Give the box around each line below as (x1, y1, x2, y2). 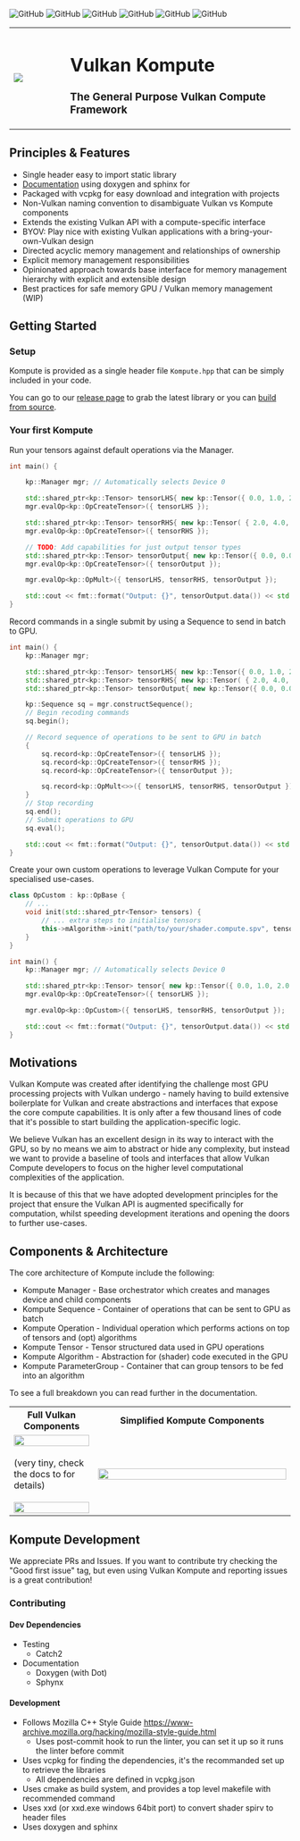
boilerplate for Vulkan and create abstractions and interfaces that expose (9, 1097, 279, 1108)
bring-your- (229, 226, 273, 237)
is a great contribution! (9, 1575, 93, 1585)
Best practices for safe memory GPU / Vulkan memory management (21, 282, 273, 294)
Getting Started (9, 318, 97, 333)
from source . (9, 402, 57, 413)
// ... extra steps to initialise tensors (41, 916, 202, 925)
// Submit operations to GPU (25, 815, 134, 824)
